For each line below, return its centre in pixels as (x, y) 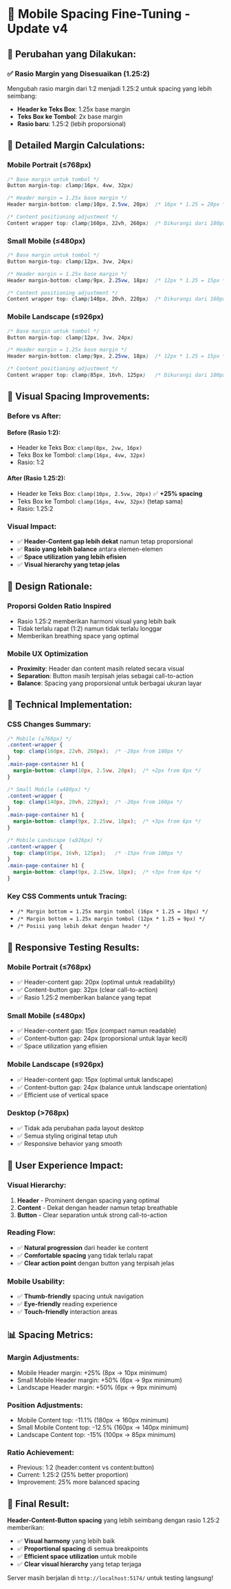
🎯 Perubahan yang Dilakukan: (71, 54)
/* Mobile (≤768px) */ (40, 739)
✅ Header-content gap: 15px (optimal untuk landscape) (95, 1079)
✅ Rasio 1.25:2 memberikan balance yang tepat (84, 997)
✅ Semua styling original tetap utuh (67, 1136)
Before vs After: (34, 416)
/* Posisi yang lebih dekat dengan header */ (83, 927)
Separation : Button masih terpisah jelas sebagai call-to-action (105, 675)
